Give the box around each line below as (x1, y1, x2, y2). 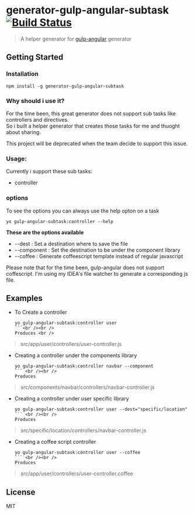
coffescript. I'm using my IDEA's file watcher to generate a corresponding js (6, 270, 188, 277)
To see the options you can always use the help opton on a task (6, 207, 160, 214)
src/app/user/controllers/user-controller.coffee (20, 470, 133, 477)
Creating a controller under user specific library (14, 395, 130, 402)
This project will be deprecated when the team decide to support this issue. (6, 140, 188, 147)
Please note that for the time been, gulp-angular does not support (6, 264, 165, 271)
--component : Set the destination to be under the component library (14, 246, 181, 253)
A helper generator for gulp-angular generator (20, 35, 132, 42)
